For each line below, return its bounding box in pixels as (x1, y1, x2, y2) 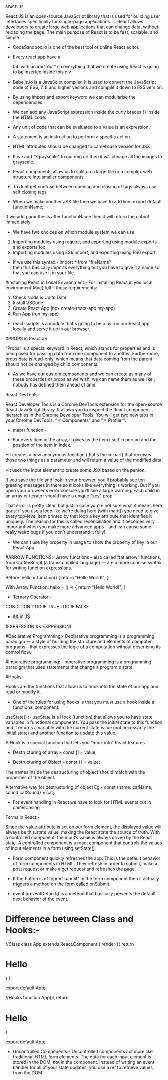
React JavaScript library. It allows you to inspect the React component (5, 407, 150, 412)
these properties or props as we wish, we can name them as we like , (12, 376, 155, 382)
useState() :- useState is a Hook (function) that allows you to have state (5, 714, 153, 720)
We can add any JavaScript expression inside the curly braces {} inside (12, 109, 160, 115)
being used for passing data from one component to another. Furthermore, (5, 351, 159, 356)
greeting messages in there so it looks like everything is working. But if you (5, 482, 160, 488)
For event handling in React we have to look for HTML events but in (12, 799, 151, 805)
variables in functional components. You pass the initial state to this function (5, 719, 163, 725)
